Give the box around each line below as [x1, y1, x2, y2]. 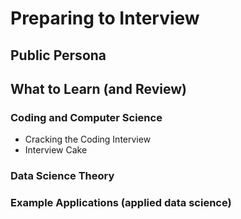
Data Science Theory [10, 169, 115, 183]
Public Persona [10, 47, 107, 64]
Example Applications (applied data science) [10, 196, 232, 210]
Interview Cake [24, 144, 88, 156]
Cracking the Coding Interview [24, 133, 152, 146]
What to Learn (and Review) [10, 80, 187, 97]
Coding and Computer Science [10, 110, 163, 124]
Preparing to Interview [10, 7, 200, 30]
